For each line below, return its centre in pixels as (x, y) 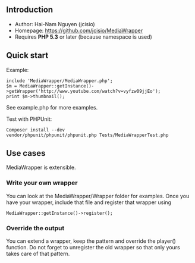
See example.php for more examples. (52, 107)
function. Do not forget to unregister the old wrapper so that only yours (93, 248)
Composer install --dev (36, 130)
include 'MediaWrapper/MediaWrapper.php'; (59, 81)
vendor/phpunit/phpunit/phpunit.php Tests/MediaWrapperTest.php (87, 135)
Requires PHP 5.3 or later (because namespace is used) (84, 37)
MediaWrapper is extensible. (41, 167)
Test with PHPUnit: (29, 119)
